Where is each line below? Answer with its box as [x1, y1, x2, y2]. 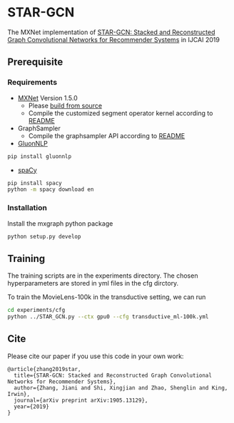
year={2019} [14, 403, 50, 410]
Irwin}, [7, 390, 31, 397]
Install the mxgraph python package [7, 219, 113, 228]
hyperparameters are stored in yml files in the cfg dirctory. [7, 279, 179, 288]
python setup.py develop [7, 233, 81, 240]
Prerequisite [7, 56, 63, 68]
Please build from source [28, 101, 102, 110]
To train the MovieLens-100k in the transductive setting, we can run [7, 293, 206, 301]
